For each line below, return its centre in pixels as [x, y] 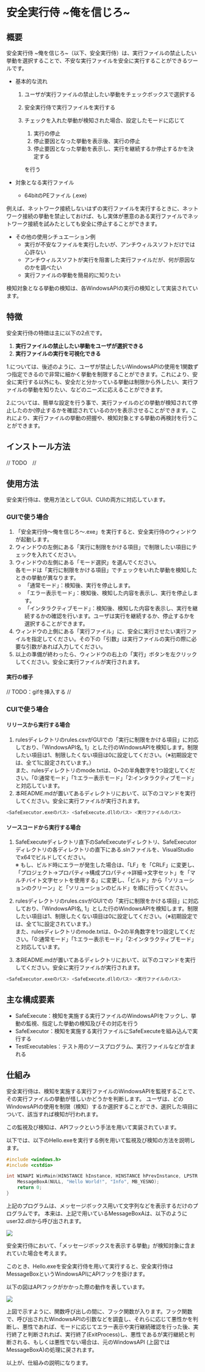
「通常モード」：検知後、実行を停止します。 [79, 585]
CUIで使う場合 [27, 709]
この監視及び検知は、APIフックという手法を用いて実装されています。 [93, 1127]
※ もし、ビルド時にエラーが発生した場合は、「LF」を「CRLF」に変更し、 [106, 865]
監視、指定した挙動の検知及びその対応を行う [82, 1023]
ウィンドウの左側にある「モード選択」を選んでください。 [87, 562]
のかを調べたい [43, 267]
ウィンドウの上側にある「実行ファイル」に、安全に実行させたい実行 [101, 631]
